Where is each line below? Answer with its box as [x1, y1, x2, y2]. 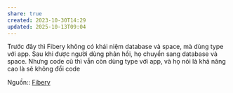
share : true [7, 10, 42, 17]
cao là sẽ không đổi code [7, 64, 81, 73]
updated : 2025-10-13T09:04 [7, 23, 86, 30]
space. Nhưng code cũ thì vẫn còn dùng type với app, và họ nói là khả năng [7, 57, 226, 66]
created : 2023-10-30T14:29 [7, 17, 86, 24]
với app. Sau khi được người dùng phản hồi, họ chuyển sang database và [7, 50, 218, 58]
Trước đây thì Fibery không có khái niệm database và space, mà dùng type [7, 43, 224, 51]
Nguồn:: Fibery [7, 78, 51, 87]
